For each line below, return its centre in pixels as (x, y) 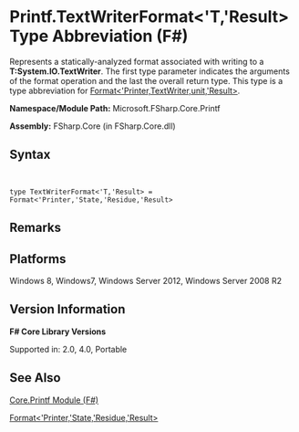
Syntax (30, 155)
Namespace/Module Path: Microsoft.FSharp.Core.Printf (115, 108)
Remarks (36, 228)
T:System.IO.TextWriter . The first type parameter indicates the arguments (149, 71)
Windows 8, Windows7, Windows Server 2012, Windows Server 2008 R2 (146, 280)
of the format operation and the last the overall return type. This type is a (146, 80)
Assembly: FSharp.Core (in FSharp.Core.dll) (93, 126)
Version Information (67, 309)
